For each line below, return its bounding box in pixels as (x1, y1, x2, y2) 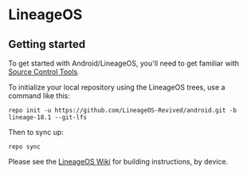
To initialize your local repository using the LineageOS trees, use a (8, 82, 225, 92)
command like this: (8, 91, 70, 101)
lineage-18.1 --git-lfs (8, 113, 88, 121)
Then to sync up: (8, 128, 64, 136)
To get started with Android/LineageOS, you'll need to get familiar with (8, 58, 240, 68)
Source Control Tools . (8, 67, 80, 77)
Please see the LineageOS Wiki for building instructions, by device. (8, 157, 229, 166)
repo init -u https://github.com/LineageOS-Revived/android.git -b (8, 106, 237, 114)
